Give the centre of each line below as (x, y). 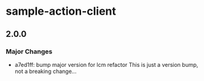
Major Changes (29, 52)
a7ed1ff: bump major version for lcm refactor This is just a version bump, (106, 64)
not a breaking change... (45, 71)
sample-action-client (61, 11)
